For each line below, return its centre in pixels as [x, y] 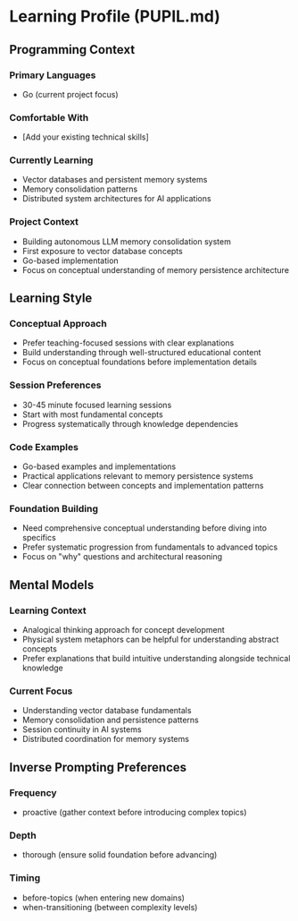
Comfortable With [49, 117]
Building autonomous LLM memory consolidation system [127, 241]
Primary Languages [53, 75]
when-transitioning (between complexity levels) [110, 907]
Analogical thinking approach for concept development [123, 630]
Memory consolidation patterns [80, 189]
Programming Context [72, 50]
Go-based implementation [70, 260]
